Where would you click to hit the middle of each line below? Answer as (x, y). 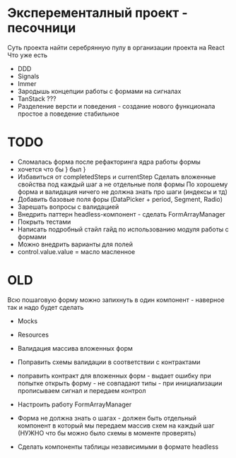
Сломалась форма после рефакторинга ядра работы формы (109, 162)
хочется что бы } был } (52, 169)
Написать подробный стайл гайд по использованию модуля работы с (123, 229)
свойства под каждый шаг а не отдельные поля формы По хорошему (123, 184)
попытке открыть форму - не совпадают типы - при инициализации (120, 383)
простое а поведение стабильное (69, 114)
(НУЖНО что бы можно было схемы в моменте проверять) (107, 433)
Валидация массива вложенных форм (75, 348)
